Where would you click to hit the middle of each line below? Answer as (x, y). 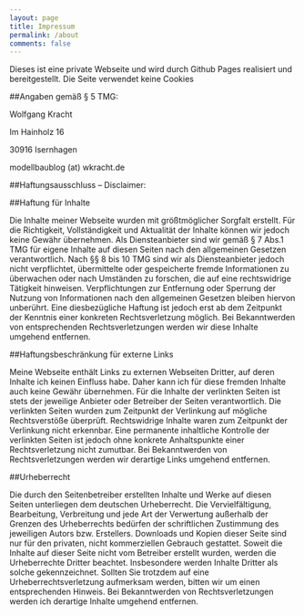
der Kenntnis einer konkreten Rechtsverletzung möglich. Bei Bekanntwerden (152, 318)
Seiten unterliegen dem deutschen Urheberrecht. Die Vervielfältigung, (141, 505)
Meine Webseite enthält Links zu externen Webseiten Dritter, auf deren (142, 372)
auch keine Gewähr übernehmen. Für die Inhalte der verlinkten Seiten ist (145, 392)
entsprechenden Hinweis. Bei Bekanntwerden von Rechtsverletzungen (142, 592)
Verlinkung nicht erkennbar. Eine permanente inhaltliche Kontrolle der (140, 431)
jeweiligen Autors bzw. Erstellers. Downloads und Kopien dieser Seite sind (148, 534)
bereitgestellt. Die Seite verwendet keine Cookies (101, 79)
